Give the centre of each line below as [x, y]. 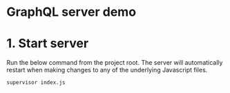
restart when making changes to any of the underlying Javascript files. [107, 70]
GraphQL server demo [71, 12]
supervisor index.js [36, 83]
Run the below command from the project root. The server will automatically [115, 63]
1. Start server [48, 44]
